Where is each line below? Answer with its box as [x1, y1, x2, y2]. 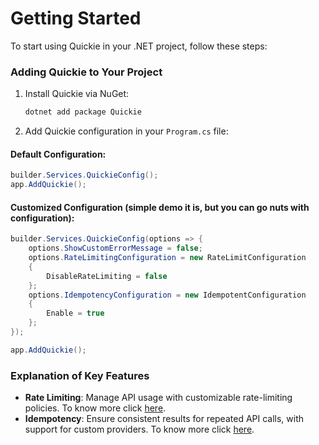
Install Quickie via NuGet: [24, 88, 130, 100]
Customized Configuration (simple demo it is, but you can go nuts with [10, 201, 310, 213]
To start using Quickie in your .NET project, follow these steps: [10, 40, 268, 52]
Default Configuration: [10, 148, 107, 160]
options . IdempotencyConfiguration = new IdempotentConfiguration [28, 290, 307, 300]
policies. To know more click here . [24, 402, 167, 414]
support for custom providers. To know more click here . [24, 423, 255, 436]
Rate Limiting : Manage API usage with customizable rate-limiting [24, 392, 293, 404]
